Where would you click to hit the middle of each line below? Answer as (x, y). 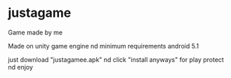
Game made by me (35, 32)
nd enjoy (21, 67)
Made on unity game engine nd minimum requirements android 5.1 (104, 46)
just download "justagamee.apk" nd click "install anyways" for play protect (116, 59)
